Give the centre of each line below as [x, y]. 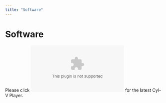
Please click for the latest [78, 90]
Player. [16, 95]
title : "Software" [24, 10]
